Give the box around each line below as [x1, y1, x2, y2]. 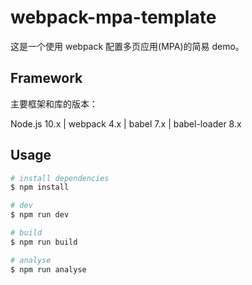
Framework [10, 70, 83, 87]
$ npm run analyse [10, 264, 87, 275]
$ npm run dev [10, 210, 70, 220]
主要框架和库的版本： [10, 97, 98, 110]
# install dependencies [10, 173, 110, 183]
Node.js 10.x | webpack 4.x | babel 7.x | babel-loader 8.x [10, 117, 242, 130]
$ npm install [10, 182, 70, 193]
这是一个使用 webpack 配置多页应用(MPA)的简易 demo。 [10, 40, 245, 52]
